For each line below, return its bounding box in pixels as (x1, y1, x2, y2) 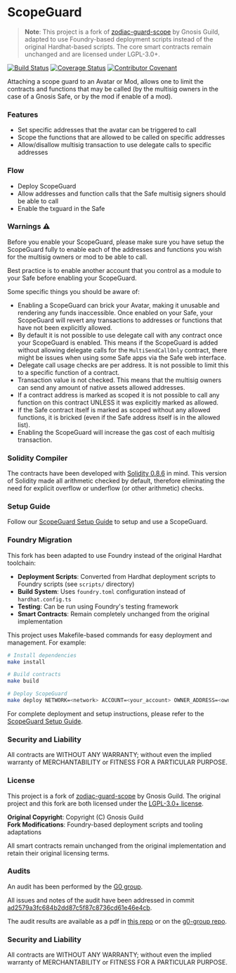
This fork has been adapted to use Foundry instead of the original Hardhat (7, 551, 222, 559)
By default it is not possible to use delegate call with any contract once (17, 331, 223, 339)
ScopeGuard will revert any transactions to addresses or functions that (17, 316, 223, 324)
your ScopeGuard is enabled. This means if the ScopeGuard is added (17, 338, 218, 347)
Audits (7, 866, 31, 876)
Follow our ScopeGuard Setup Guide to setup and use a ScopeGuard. (7, 518, 209, 526)
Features (7, 110, 39, 120)
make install (7, 659, 46, 666)
